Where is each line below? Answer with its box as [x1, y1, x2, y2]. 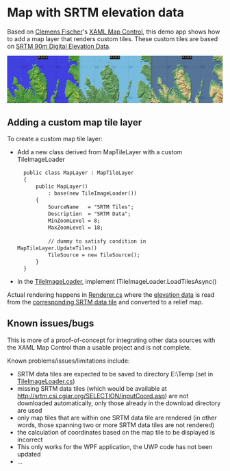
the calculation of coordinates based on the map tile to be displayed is [16, 428, 216, 436]
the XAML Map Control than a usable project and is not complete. [7, 343, 192, 351]
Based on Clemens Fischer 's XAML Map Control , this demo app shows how [7, 27, 220, 36]
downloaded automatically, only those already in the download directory [16, 399, 221, 407]
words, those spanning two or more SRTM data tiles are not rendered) [16, 420, 215, 429]
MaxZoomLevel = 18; [47, 224, 104, 231]
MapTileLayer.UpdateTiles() [16, 245, 97, 252]
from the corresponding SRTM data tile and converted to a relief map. [7, 298, 204, 306]
